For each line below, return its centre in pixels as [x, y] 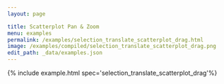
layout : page [26, 14]
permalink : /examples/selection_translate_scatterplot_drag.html [105, 40]
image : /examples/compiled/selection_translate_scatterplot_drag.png [112, 47]
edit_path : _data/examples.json [55, 53]
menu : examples [30, 33]
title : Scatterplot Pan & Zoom [53, 26]
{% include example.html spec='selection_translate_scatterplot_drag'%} [112, 73]
